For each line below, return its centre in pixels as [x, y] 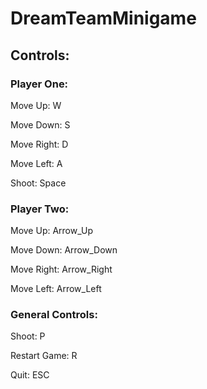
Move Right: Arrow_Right [61, 269]
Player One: [39, 84]
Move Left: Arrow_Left [56, 289]
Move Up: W [36, 105]
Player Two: [40, 209]
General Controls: [54, 315]
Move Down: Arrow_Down [64, 250]
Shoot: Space [38, 183]
